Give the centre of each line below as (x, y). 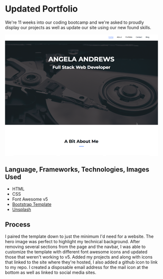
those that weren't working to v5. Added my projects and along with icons (79, 257)
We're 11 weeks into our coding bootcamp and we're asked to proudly (74, 22)
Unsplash (22, 209)
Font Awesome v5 (30, 199)
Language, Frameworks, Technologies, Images (77, 170)
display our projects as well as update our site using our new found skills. (78, 27)
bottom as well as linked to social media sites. (51, 272)
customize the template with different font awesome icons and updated (76, 252)
